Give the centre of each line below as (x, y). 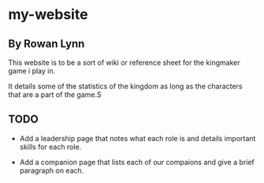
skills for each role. (50, 147)
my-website (48, 15)
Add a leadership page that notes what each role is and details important (138, 138)
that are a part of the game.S (55, 95)
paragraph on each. (52, 170)
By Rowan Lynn (46, 44)
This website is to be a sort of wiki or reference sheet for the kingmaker (124, 62)
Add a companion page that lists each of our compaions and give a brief (137, 162)
